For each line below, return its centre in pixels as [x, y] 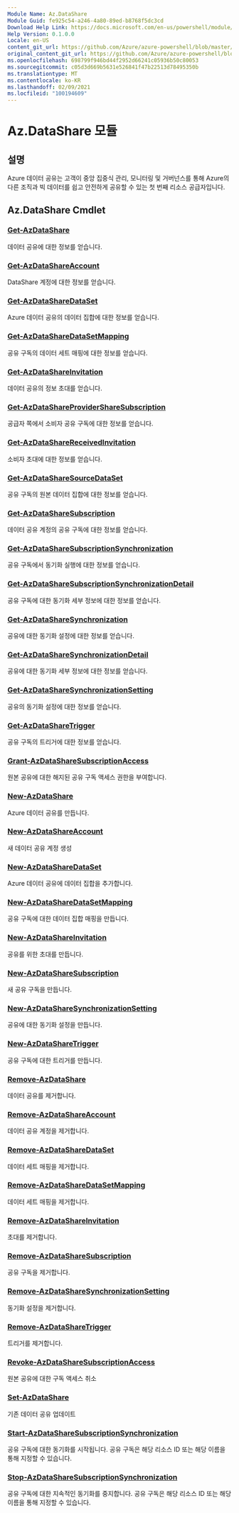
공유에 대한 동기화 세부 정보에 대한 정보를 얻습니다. [78, 671]
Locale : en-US [28, 41]
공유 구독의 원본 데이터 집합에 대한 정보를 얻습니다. [78, 494]
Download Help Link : [38, 27]
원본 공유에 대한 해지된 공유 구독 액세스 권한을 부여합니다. [87, 777]
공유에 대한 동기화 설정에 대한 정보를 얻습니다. [71, 636]
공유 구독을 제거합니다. [39, 1272]
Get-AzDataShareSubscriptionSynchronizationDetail [101, 584]
